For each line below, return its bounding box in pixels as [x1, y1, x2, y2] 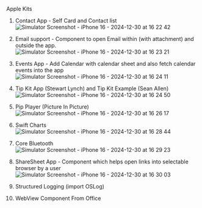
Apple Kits [6, 5, 32, 12]
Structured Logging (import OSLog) [15, 183, 105, 190]
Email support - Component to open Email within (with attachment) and [15, 35, 194, 42]
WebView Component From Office [15, 195, 101, 202]
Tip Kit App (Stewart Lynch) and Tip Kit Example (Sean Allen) [15, 85, 169, 92]
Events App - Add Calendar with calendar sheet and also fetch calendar [15, 60, 196, 67]
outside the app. [15, 42, 57, 49]
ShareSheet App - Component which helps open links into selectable [15, 158, 189, 165]
